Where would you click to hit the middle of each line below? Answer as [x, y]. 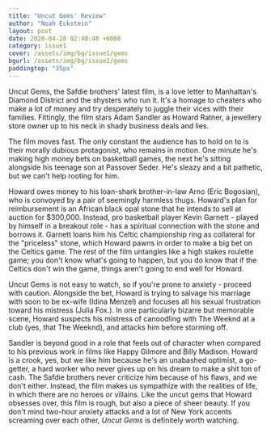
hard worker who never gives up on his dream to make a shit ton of [149, 368]
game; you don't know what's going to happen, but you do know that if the [133, 260]
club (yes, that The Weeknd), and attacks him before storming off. [118, 327]
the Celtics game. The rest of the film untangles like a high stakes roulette [131, 251]
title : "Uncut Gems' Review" [57, 16]
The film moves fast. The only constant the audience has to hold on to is [129, 141]
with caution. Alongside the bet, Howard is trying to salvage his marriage [129, 292]
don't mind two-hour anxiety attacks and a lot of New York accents [120, 411]
